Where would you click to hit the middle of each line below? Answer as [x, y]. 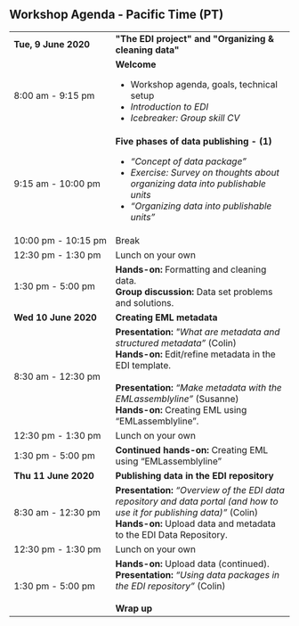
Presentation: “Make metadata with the [198, 387]
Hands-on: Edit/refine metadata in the [195, 354]
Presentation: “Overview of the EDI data [200, 490]
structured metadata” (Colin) [176, 342]
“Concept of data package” [189, 161]
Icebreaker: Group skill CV [185, 118]
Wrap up [134, 608]
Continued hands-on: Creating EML [192, 449]
